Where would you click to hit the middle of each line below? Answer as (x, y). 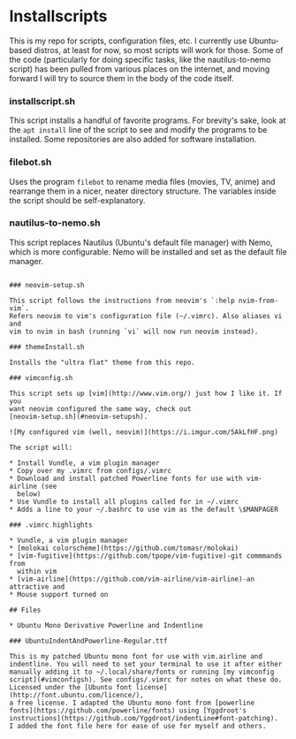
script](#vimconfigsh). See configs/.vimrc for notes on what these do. (146, 679)
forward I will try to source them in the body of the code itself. (121, 78)
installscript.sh (42, 101)
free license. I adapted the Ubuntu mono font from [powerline (136, 703)
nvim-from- (258, 301)
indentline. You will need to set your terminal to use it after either (146, 664)
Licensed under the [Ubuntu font (71, 687)
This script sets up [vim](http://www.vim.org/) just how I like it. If (146, 393)
